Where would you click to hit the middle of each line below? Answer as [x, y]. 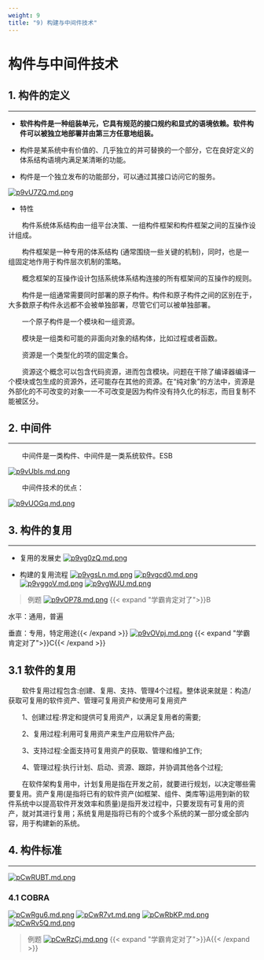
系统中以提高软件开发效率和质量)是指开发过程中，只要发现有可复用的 [126, 804]
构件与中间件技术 [64, 64]
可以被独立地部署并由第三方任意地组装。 [92, 133]
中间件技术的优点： [53, 487]
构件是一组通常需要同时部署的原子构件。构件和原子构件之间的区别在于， [139, 295]
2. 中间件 [30, 428]
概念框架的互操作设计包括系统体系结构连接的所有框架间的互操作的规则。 [139, 278]
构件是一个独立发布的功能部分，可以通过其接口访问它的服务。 [119, 176]
